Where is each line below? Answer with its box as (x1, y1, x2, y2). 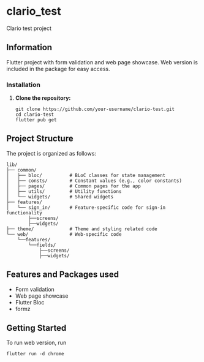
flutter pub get (15, 117, 57, 123)
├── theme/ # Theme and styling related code (6, 225, 157, 232)
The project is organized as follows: (6, 149, 97, 157)
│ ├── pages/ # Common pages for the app (6, 183, 141, 189)
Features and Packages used (6, 270, 119, 280)
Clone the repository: (15, 94, 71, 102)
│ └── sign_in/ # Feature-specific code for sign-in (6, 204, 166, 211)
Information (6, 42, 53, 53)
